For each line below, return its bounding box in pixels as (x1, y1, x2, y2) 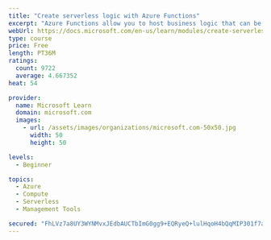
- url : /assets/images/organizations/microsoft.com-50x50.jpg (23, 124, 236, 132)
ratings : (8, 57, 38, 65)
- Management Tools (15, 205, 81, 213)
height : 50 (29, 139, 67, 147)
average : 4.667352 (15, 72, 78, 80)
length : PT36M (8, 49, 56, 57)
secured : (8, 219, 38, 228)
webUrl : (8, 27, 35, 35)
